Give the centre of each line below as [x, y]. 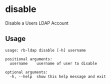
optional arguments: [27, 72]
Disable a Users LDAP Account [37, 23]
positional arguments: [29, 59]
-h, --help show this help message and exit [58, 76]
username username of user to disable [53, 63]
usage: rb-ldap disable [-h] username [45, 50]
